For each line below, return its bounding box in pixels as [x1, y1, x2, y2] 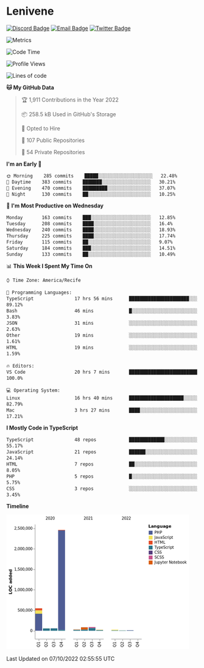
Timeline [6, 502, 29, 510]
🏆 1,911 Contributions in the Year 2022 [21, 96, 119, 103]
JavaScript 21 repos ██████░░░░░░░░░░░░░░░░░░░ [6, 448, 198, 455]
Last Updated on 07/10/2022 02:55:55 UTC [6, 655, 115, 662]
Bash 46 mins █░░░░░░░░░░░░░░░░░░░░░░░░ [6, 308, 198, 314]
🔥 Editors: [6, 363, 35, 369]
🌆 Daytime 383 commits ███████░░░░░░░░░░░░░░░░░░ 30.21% [6, 179, 175, 185]
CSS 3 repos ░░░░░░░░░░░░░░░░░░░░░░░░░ [6, 485, 198, 492]
